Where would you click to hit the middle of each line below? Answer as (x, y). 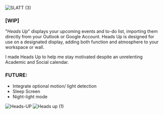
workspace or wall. (25, 47)
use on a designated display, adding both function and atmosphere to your (82, 42)
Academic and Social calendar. (37, 62)
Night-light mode (30, 97)
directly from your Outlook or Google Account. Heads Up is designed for (80, 37)
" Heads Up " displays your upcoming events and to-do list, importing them (81, 31)
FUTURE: (16, 75)
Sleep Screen (26, 91)
